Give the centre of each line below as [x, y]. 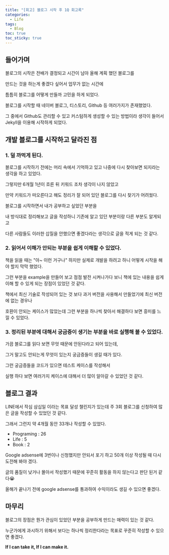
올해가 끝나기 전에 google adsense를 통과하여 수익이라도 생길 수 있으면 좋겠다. [83, 489]
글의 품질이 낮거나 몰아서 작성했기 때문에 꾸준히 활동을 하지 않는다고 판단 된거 [81, 472]
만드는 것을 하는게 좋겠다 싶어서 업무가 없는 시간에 [54, 83]
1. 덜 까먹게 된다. [24, 155]
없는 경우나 [21, 300]
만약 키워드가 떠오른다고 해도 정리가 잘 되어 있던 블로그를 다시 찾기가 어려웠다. [82, 195]
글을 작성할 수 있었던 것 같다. [39, 413]
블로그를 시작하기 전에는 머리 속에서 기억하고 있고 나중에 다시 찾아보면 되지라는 [83, 167]
